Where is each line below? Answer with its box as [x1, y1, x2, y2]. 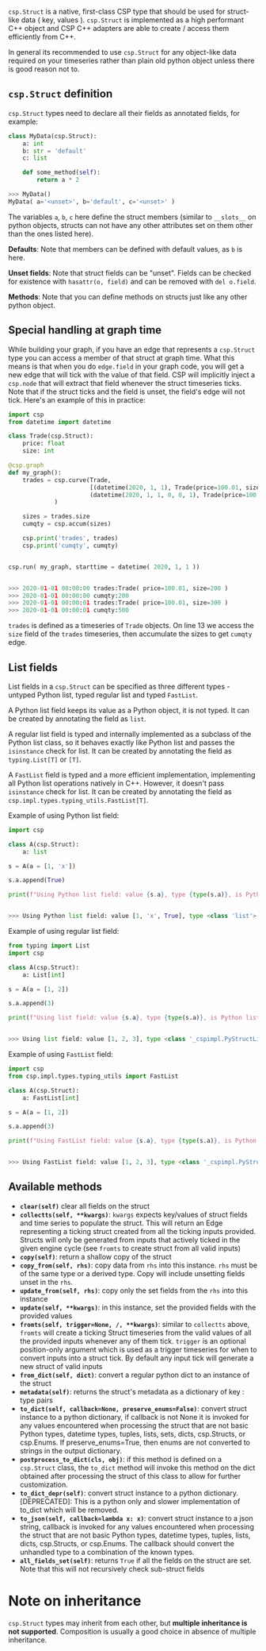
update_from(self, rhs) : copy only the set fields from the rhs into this [19, 1286, 249, 1295]
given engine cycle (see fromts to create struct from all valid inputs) [19, 1243, 241, 1253]
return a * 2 [36, 176, 80, 184]
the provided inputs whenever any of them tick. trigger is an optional [19, 1336, 247, 1345]
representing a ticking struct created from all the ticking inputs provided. [19, 1226, 256, 1236]
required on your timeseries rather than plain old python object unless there [8, 56, 255, 65]
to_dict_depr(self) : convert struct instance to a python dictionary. [19, 1488, 239, 1498]
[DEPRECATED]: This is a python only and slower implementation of [19, 1496, 241, 1506]
